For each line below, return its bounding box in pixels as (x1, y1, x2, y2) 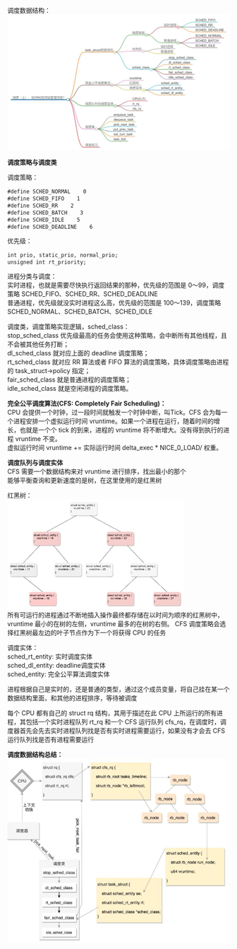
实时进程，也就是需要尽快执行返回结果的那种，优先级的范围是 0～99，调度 (7, 281, 225, 290)
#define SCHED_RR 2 (7, 202, 74, 210)
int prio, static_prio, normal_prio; (7, 252, 119, 259)
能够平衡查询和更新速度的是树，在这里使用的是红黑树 (7, 476, 162, 485)
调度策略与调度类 (7, 158, 57, 167)
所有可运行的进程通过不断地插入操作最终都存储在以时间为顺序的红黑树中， (7, 611, 224, 620)
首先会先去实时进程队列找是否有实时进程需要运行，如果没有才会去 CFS (19, 726, 226, 735)
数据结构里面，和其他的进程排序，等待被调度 (7, 694, 138, 702)
